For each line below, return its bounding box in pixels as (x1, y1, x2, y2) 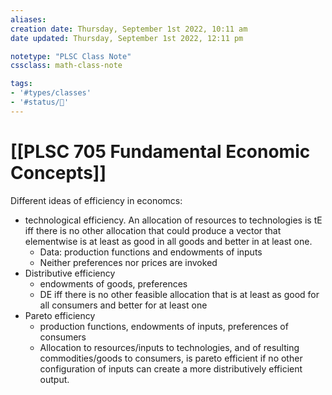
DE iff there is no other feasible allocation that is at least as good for (39, 288, 320, 300)
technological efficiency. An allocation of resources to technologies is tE (24, 214, 323, 226)
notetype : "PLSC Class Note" (10, 51, 132, 61)
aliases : (10, 14, 47, 25)
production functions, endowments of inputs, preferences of (39, 320, 289, 332)
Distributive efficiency (24, 267, 116, 279)
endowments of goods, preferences (39, 277, 188, 290)
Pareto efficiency (24, 309, 96, 321)
